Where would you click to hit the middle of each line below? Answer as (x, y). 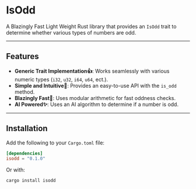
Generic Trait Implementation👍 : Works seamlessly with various (92, 71)
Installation (27, 128)
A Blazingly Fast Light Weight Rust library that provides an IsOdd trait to (91, 26)
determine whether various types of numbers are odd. (71, 32)
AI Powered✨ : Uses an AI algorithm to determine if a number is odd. (97, 104)
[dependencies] (24, 153)
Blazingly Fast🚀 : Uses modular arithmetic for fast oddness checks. (95, 98)
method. (24, 92)
